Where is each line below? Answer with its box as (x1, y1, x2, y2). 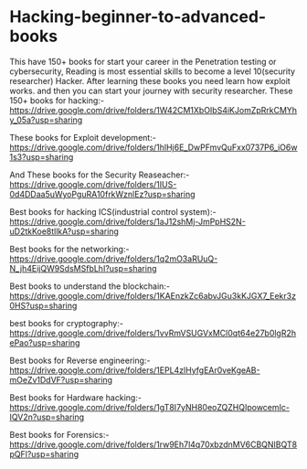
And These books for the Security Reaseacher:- (9, 169, 190, 180)
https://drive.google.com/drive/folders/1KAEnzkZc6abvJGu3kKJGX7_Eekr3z (9, 290, 297, 301)
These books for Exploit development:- (9, 132, 157, 143)
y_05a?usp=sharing (9, 114, 83, 125)
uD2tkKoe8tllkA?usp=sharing (9, 226, 119, 237)
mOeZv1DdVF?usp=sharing (9, 374, 112, 385)
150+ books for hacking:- (9, 94, 105, 106)
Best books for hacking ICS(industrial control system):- (9, 206, 217, 217)
